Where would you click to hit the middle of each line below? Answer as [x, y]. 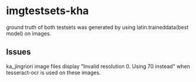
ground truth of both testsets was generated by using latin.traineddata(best [97, 27]
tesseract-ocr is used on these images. [54, 73]
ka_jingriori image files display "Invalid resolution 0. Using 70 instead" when [98, 66]
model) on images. [29, 33]
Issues [19, 52]
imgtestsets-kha [48, 11]
